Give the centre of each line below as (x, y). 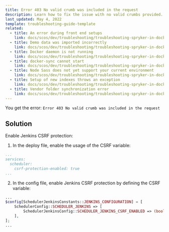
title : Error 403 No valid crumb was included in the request (72, 10)
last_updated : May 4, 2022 (33, 19)
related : (14, 29)
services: (16, 159)
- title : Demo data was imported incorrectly (58, 43)
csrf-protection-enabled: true (47, 168)
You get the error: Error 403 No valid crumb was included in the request (82, 108)
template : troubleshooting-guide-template (50, 24)
